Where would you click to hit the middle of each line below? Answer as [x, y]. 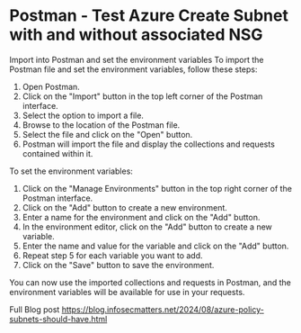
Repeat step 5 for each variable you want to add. [113, 255]
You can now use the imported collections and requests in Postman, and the [150, 282]
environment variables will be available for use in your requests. [127, 292]
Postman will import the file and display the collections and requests [149, 144]
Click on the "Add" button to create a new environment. [124, 207]
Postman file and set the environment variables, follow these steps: [133, 69]
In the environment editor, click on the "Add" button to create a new [147, 227]
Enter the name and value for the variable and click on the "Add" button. [155, 246]
